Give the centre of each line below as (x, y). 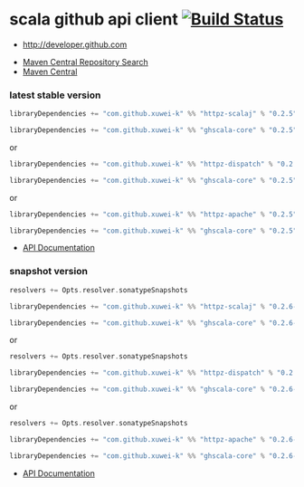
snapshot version (49, 272)
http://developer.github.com (75, 44)
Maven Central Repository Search (85, 62)
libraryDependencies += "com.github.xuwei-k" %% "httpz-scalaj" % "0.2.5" (153, 114)
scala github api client (94, 19)
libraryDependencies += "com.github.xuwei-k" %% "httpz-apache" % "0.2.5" (153, 214)
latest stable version (55, 95)
